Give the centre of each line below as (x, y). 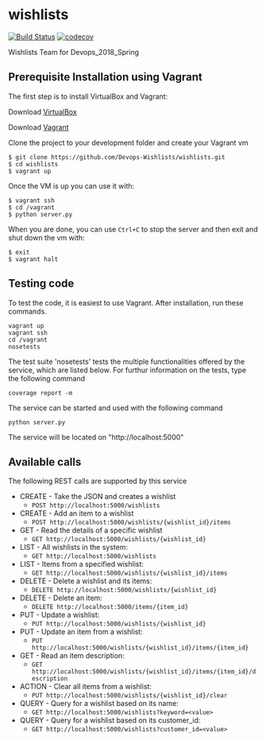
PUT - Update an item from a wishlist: (81, 632)
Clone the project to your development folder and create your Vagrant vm (128, 142)
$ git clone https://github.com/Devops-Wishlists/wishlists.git (117, 157)
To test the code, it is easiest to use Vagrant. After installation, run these (126, 302)
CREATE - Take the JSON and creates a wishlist (98, 497)
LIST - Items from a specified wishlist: (82, 564)
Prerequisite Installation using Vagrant (105, 77)
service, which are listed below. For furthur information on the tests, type (127, 370)
